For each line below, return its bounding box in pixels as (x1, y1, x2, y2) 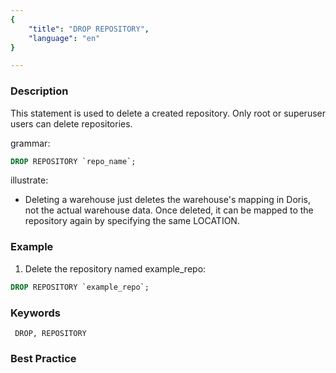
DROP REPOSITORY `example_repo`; (10, 282, 150, 292)
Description (10, 84, 69, 98)
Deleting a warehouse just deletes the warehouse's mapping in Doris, (24, 194, 312, 206)
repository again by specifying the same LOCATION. (24, 215, 240, 227)
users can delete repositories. (10, 117, 133, 130)
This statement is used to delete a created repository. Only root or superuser (10, 107, 326, 119)
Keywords (10, 306, 61, 320)
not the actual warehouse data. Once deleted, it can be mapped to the (24, 204, 314, 216)
